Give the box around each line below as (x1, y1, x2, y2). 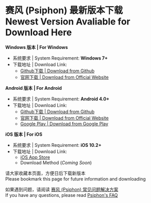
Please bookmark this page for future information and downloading (5, 175, 146, 182)
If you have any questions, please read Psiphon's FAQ (5, 192, 118, 198)
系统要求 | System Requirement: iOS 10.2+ (12, 142, 102, 148)
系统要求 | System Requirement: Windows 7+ (12, 55, 108, 61)
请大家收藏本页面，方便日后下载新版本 (5, 170, 85, 176)
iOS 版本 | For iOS (5, 131, 43, 137)
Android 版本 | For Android (5, 85, 62, 91)
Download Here (5, 27, 72, 38)
